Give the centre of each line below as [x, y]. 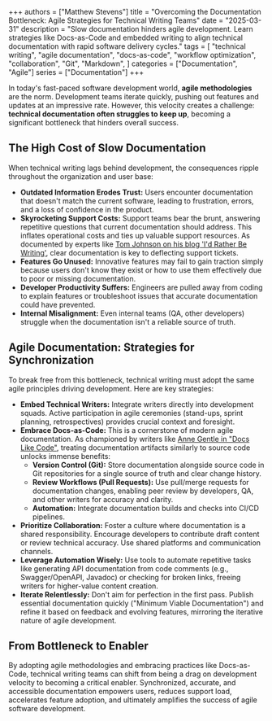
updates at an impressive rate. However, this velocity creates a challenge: [132, 105]
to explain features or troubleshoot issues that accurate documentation [139, 295]
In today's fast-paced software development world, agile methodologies [130, 88]
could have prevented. [58, 304]
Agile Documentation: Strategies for [101, 348]
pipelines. [48, 517]
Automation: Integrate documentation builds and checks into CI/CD [146, 508]
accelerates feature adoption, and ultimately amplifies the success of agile [133, 700]
